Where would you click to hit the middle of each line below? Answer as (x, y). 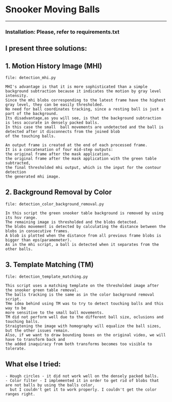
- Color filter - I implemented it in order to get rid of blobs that (82, 380)
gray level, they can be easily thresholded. (55, 105)
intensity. (17, 96)
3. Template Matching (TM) (49, 265)
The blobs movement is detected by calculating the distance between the (86, 226)
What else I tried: (33, 364)
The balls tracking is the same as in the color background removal (80, 294)
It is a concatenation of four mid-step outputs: (59, 150)
